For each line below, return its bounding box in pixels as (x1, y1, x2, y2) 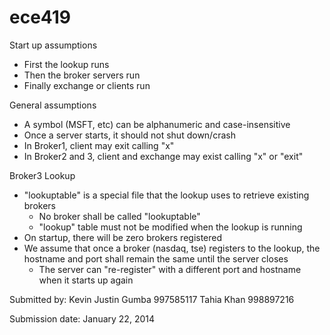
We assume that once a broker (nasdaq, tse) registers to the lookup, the (23, 242, 321, 254)
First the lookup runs (23, 58, 110, 70)
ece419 (9, 6, 71, 29)
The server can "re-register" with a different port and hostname (38, 263, 302, 275)
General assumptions (9, 99, 97, 111)
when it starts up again (38, 274, 134, 286)
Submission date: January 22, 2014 (9, 312, 155, 325)
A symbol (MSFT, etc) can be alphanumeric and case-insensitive (23, 118, 291, 130)
